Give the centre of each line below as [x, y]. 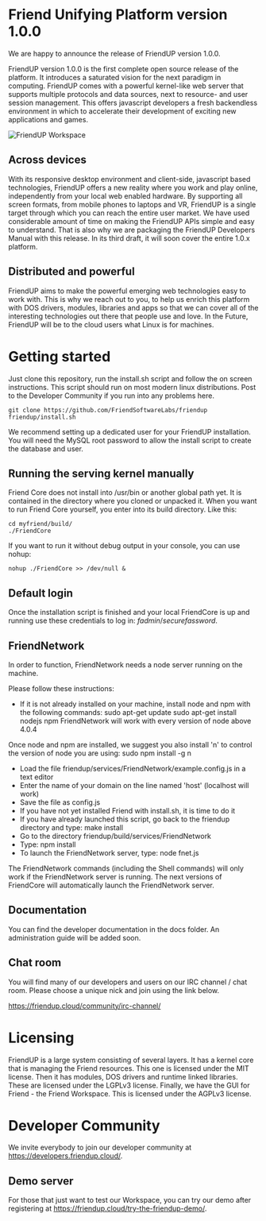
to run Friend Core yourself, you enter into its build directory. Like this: [123, 509]
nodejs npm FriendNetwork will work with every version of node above [135, 721]
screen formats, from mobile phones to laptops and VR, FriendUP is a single [132, 204]
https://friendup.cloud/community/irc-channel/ [85, 1006]
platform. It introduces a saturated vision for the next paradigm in [115, 77]
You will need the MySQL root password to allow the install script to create [130, 440]
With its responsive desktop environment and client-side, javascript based [129, 179]
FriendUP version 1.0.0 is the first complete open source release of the [123, 68]
